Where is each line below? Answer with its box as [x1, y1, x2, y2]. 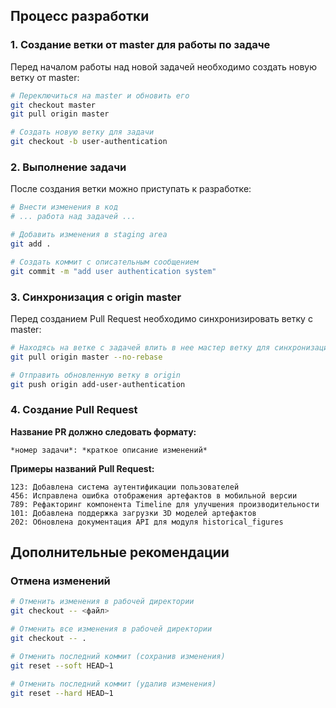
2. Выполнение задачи [10, 160, 127, 174]
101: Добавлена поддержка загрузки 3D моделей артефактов [10, 508, 257, 518]
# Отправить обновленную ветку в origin [10, 370, 182, 380]
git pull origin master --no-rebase [10, 352, 163, 362]
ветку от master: [10, 71, 80, 83]
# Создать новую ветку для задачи [10, 127, 155, 138]
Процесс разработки [10, 8, 150, 25]
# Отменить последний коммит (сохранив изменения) [10, 651, 226, 661]
